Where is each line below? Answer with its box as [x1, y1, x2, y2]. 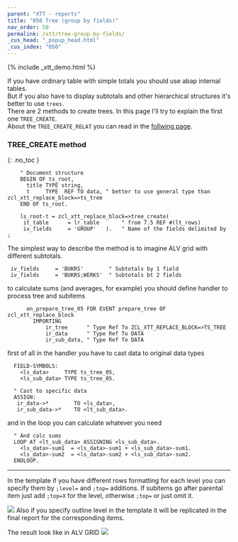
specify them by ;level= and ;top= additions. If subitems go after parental [7, 484, 223, 492]
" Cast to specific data [13, 388, 87, 395]
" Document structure [20, 170, 84, 177]
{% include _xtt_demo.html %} [7, 63, 96, 71]
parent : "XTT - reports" [7, 10, 81, 18]
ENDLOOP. [13, 457, 40, 465]
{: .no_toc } [7, 156, 40, 164]
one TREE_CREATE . [7, 114, 57, 123]
